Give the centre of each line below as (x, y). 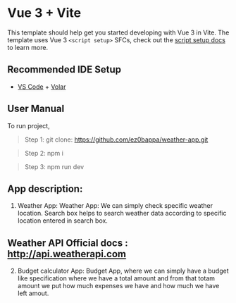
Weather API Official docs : (68, 243)
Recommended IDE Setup (64, 69)
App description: (45, 188)
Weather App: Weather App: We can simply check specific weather (115, 206)
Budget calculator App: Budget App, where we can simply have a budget (123, 271)
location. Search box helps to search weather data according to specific (122, 214)
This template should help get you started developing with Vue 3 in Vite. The (118, 32)
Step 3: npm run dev (54, 166)
